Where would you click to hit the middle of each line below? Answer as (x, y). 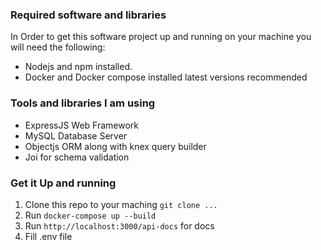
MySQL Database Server (76, 135)
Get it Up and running (63, 183)
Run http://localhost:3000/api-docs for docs (119, 225)
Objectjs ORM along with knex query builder (115, 146)
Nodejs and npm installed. (78, 67)
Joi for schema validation (77, 157)
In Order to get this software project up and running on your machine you (161, 37)
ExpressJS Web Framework (82, 125)
